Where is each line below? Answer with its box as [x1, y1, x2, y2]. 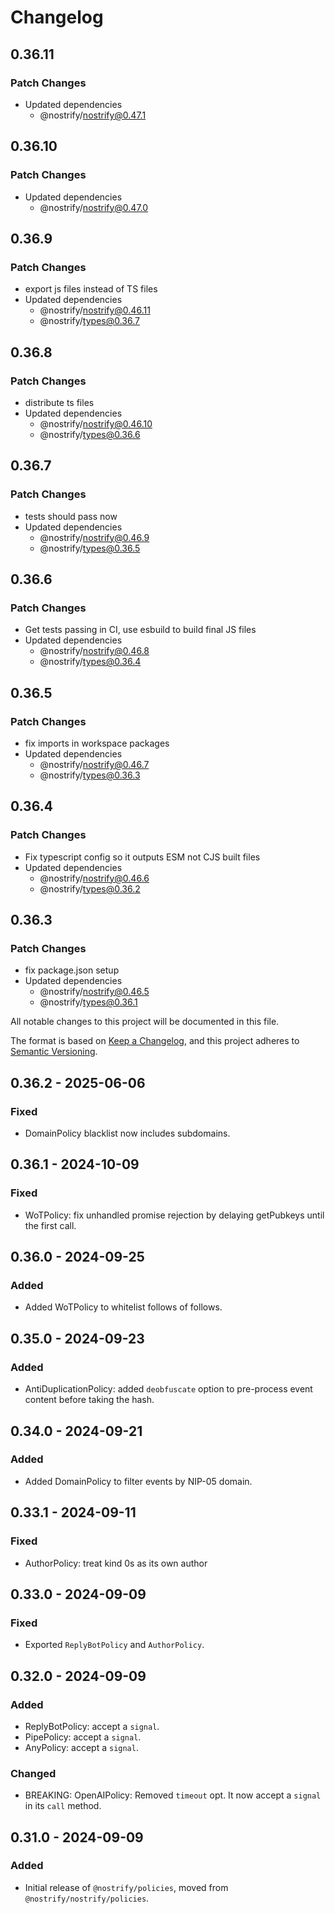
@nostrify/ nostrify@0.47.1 [39, 109, 147, 121]
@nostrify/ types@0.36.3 [39, 769, 141, 781]
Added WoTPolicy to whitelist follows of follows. [24, 1301, 223, 1313]
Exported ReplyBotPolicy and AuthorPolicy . [24, 1639, 205, 1651]
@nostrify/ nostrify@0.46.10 [39, 417, 153, 430]
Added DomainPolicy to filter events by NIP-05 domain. [24, 1475, 253, 1487]
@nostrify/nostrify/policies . [24, 1892, 150, 1904]
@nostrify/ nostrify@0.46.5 [39, 986, 150, 998]
